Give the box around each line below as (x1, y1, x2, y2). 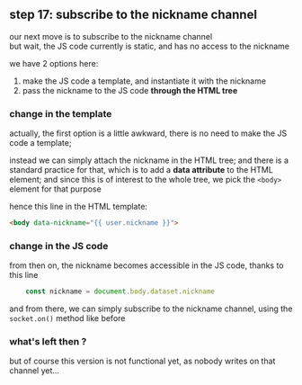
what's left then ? (9, 336, 87, 348)
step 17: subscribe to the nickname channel (9, 7, 258, 22)
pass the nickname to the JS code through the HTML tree (22, 85, 238, 95)
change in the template (9, 107, 112, 120)
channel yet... (9, 365, 60, 376)
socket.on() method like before (9, 313, 126, 324)
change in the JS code (9, 239, 109, 252)
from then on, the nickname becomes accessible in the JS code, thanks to (9, 260, 285, 271)
